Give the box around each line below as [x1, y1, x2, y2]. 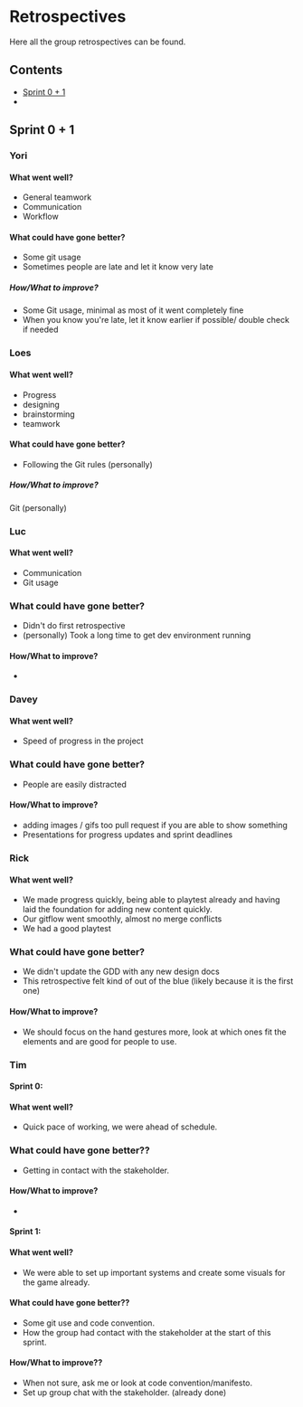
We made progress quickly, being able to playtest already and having [22, 894, 280, 905]
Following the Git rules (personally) [22, 458, 154, 469]
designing [22, 399, 61, 410]
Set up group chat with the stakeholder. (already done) [22, 1387, 227, 1398]
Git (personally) [9, 502, 68, 513]
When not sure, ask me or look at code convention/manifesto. [22, 1377, 253, 1389]
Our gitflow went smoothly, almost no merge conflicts [22, 913, 223, 924]
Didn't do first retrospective [22, 620, 126, 631]
